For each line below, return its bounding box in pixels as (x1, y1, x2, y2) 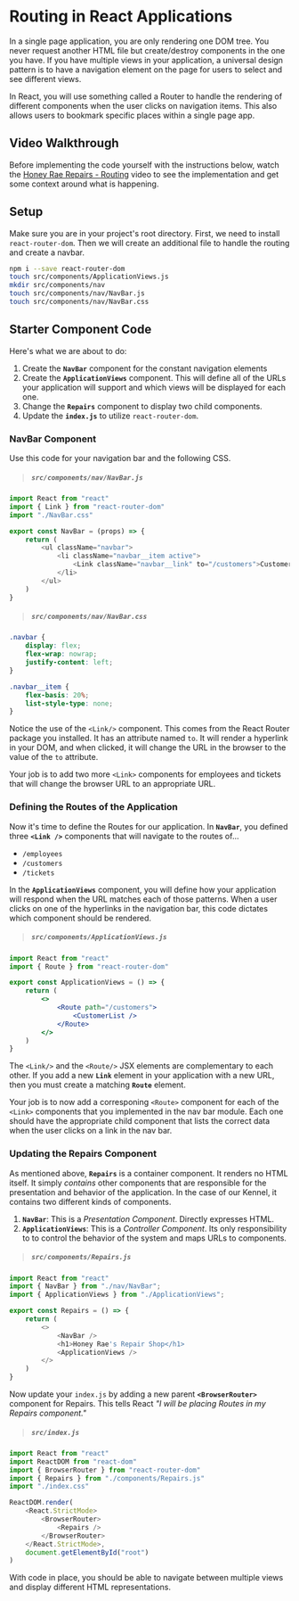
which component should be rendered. (9, 912, 152, 923)
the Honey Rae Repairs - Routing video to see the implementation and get (9, 169, 279, 179)
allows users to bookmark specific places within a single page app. (9, 110, 255, 120)
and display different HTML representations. (9, 1581, 172, 1593)
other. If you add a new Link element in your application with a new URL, (9, 1070, 275, 1081)
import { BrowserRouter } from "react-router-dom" (9, 1465, 201, 1474)
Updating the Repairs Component (9, 1148, 158, 1160)
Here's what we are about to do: (9, 345, 127, 356)
